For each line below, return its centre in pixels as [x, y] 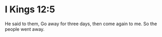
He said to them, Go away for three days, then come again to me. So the [81, 24]
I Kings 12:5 [30, 10]
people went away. [25, 29]
